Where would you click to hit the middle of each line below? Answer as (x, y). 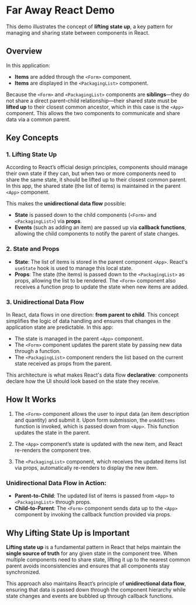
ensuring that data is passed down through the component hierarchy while (96, 589)
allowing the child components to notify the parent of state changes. (97, 234)
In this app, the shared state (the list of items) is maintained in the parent (93, 186)
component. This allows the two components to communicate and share (93, 113)
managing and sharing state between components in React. (78, 32)
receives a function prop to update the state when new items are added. (102, 287)
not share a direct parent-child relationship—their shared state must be (92, 100)
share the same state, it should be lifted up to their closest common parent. (97, 180)
